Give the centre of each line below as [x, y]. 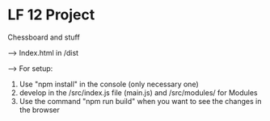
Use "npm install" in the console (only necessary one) [109, 84]
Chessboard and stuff [44, 37]
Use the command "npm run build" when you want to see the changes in [140, 101]
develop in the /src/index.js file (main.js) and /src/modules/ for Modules [138, 92]
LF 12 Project [51, 15]
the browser [39, 110]
